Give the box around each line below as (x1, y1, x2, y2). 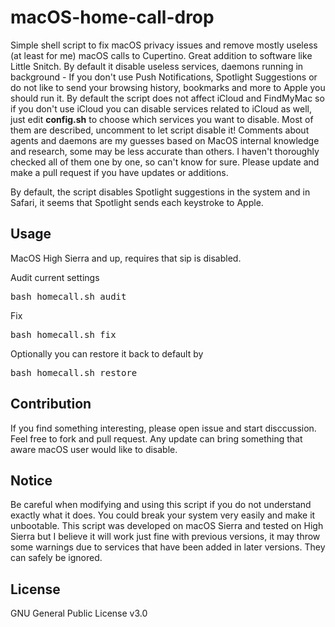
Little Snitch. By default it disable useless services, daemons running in (10, 60, 304, 72)
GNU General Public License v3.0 (10, 607, 148, 620)
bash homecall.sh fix (10, 329, 117, 340)
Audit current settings (10, 271, 100, 283)
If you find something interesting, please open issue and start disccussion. (10, 422, 317, 434)
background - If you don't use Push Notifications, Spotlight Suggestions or (10, 71, 318, 83)
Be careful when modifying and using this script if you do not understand (10, 499, 312, 511)
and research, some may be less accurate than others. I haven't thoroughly (10, 145, 320, 157)
